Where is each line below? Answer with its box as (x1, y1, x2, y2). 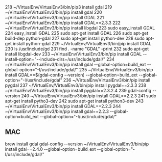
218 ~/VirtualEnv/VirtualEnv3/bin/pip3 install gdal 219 (5, 4, 113, 10)
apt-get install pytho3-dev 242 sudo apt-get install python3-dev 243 (5, 98, 144, 104)
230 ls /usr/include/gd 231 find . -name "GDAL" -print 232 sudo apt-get (5, 46, 149, 52)
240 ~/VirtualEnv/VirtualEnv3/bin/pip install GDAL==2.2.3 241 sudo (21, 93, 157, 99)
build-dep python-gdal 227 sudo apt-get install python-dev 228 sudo (5, 35, 145, 41)
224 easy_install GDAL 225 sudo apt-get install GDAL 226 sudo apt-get (5, 30, 148, 36)
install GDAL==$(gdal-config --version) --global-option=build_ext (5, 72, 138, 78)
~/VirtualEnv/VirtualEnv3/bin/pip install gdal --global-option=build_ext (5, 61, 146, 67)
